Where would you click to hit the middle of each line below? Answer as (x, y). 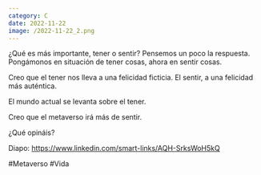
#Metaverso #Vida (39, 164)
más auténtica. (33, 86)
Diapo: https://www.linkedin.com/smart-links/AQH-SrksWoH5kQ (114, 149)
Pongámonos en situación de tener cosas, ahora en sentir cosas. (115, 62)
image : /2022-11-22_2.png (51, 31)
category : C (28, 16)
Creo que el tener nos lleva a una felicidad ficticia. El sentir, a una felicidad (131, 78)
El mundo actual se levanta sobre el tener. (77, 102)
